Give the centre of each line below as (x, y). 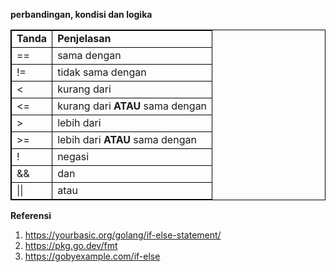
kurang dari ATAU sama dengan (132, 106)
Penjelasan (84, 38)
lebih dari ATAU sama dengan (127, 139)
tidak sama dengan (102, 72)
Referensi (31, 215)
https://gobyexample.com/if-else (92, 256)
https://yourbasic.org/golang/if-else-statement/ (123, 235)
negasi (73, 156)
